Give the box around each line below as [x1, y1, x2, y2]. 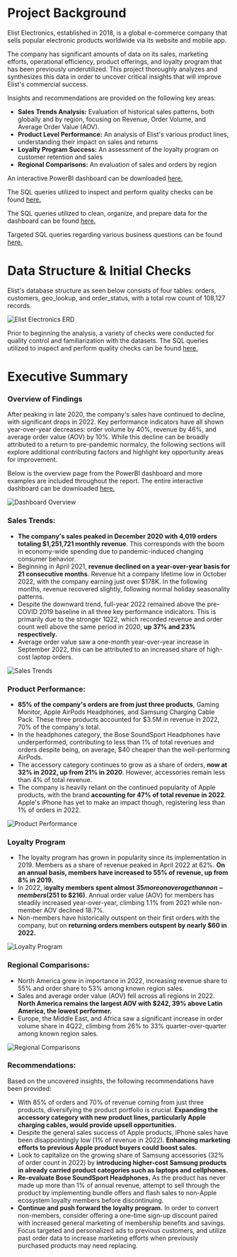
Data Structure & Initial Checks [7, 263, 192, 279]
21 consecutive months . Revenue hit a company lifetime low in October [17, 569, 227, 578]
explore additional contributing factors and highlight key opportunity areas [7, 448, 224, 456]
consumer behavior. [17, 554, 76, 563]
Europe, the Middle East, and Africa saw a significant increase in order [17, 1014, 223, 1023]
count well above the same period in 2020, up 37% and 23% [17, 622, 196, 631]
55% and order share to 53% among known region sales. [17, 984, 185, 992]
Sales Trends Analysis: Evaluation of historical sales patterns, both [17, 107, 214, 116]
